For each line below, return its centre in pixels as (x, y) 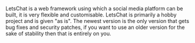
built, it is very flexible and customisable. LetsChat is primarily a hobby (91, 15)
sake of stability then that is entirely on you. (58, 34)
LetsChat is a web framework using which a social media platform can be (94, 9)
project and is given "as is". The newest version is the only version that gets (97, 21)
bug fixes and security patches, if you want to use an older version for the (95, 27)
